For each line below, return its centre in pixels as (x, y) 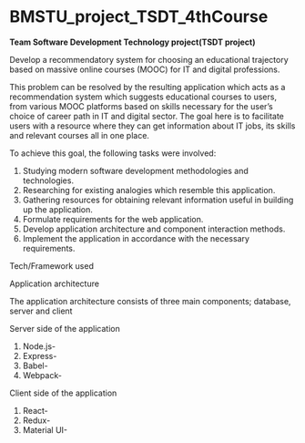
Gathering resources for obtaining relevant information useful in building (158, 200)
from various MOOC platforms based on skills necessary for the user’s (141, 106)
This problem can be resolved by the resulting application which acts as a (147, 87)
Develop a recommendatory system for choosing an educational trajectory (149, 59)
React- (35, 410)
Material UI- (45, 429)
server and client (41, 311)
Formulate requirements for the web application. (113, 219)
